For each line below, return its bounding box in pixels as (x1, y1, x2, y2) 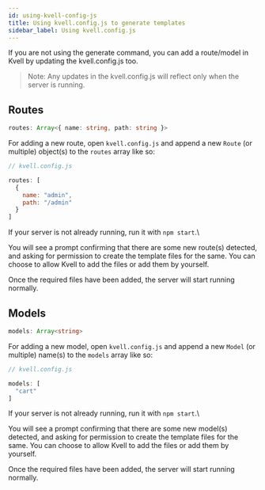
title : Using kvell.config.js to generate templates (8, 19, 186, 27)
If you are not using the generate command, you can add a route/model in (8, 48, 249, 58)
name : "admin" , (22, 191, 73, 199)
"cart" (15, 387, 37, 395)
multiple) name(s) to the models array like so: (8, 350, 153, 359)
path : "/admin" (22, 199, 73, 207)
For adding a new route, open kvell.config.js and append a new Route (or (8, 139, 253, 148)
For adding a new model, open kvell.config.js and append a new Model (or (8, 341, 256, 351)
